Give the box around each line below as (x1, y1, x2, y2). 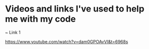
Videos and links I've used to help (5, 3, 145, 14)
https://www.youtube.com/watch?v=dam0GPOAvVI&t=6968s (5, 38, 128, 44)
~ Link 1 (5, 29, 21, 35)
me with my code (5, 13, 76, 24)
